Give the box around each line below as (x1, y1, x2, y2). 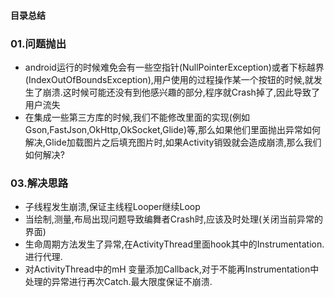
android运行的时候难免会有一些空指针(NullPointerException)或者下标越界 (24, 61, 325, 73)
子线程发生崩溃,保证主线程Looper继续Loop (24, 201, 201, 213)
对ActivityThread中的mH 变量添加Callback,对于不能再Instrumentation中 (24, 263, 320, 275)
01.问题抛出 (10, 36, 67, 50)
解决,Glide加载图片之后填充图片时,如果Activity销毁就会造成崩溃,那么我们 (24, 136, 322, 148)
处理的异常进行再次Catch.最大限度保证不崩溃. (24, 276, 213, 288)
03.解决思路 (10, 176, 69, 190)
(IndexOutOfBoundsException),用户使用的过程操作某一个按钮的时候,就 (24, 73, 314, 85)
